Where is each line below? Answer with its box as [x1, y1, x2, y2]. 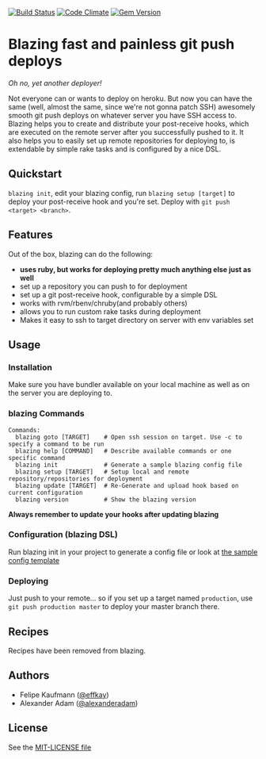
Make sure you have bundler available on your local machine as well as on [8, 380, 250, 389]
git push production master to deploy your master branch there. [8, 602, 220, 611]
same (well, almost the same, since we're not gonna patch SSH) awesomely [8, 102, 256, 111]
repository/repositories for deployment [8, 474, 144, 483]
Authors [8, 669, 50, 682]
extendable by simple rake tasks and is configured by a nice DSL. [8, 144, 222, 154]
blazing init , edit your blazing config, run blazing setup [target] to [8, 188, 235, 197]
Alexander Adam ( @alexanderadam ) [19, 698, 139, 707]
